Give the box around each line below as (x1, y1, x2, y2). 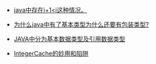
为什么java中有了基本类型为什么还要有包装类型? (13, 20, 149, 29)
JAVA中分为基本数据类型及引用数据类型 (13, 35, 126, 43)
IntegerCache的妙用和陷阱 (13, 50, 89, 57)
